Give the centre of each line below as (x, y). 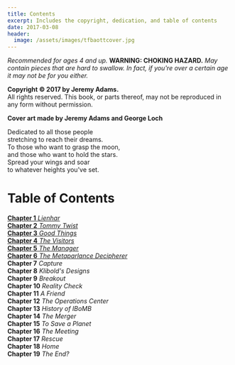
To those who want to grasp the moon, (64, 147)
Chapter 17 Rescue (35, 339)
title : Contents (31, 14)
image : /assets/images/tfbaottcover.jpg (74, 40)
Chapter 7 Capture (35, 263)
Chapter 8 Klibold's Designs (49, 271)
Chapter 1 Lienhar (34, 218)
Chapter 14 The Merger (42, 316)
